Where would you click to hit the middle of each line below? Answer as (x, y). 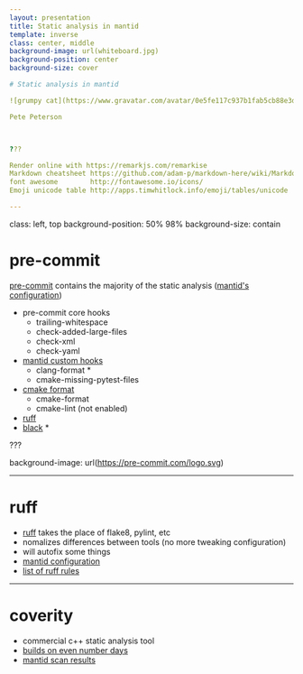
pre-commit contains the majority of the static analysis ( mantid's (129, 285)
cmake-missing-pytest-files (87, 379)
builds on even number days (75, 650)
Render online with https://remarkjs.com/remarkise (108, 165)
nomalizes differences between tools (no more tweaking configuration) (154, 541)
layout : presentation (50, 18)
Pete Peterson (36, 117)
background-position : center (64, 60)
